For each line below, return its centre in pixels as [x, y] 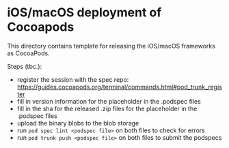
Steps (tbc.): [25, 66]
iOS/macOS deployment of [84, 13]
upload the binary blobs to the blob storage [78, 123]
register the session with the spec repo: [73, 79]
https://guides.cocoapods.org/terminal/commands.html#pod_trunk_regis [119, 87]
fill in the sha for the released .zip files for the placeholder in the [107, 108]
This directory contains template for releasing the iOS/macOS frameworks [111, 46]
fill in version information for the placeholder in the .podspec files [109, 101]
